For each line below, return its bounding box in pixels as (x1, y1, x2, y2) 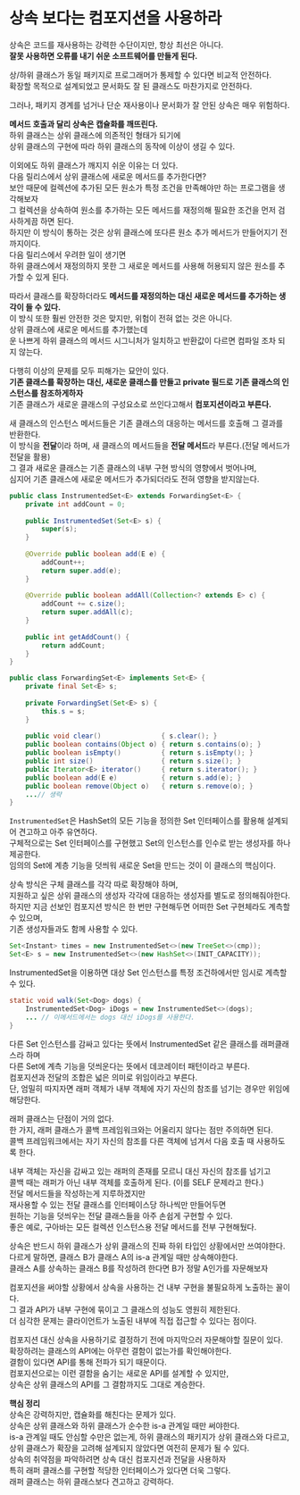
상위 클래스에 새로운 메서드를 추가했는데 (9, 323, 148, 335)
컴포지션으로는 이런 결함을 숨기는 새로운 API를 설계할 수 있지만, (9, 1367, 229, 1378)
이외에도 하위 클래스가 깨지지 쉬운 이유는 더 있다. (9, 160, 179, 171)
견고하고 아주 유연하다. (18, 827, 98, 838)
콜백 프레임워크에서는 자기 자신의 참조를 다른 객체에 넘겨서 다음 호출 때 (9, 1135, 254, 1146)
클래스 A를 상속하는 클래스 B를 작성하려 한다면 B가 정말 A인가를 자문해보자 (9, 1263, 269, 1274)
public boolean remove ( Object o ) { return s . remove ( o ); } (25, 781, 254, 790)
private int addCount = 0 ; (25, 499, 126, 509)
